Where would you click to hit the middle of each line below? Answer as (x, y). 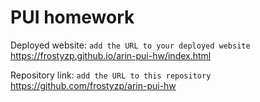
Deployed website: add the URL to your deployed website (130, 45)
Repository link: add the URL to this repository (111, 75)
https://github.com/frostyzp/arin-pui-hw (93, 85)
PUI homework (72, 17)
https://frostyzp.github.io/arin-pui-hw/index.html (111, 55)
